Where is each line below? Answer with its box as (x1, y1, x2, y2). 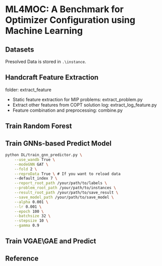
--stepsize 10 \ (14, 218, 49, 224)
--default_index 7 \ (14, 176, 58, 181)
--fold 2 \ (14, 166, 37, 171)
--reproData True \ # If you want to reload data (14, 171, 121, 176)
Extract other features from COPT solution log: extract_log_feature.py (12, 102, 157, 108)
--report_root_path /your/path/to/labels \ (14, 181, 107, 186)
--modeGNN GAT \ (14, 162, 49, 167)
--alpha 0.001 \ (14, 199, 49, 204)
